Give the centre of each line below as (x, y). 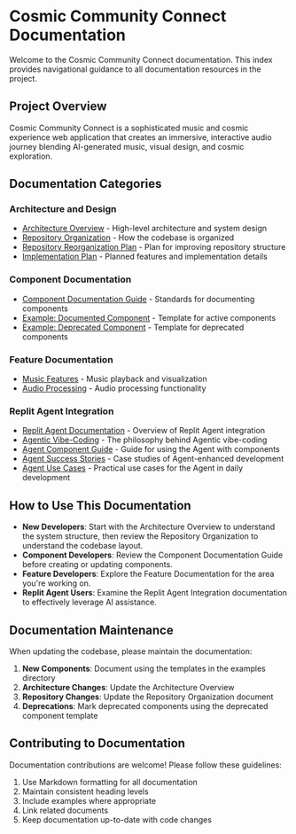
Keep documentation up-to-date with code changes (117, 819)
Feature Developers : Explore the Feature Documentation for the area (148, 574)
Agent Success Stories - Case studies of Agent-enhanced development (153, 459)
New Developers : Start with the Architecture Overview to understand (148, 527)
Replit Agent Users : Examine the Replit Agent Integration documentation (155, 593)
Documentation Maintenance (92, 630)
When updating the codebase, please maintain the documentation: (131, 651)
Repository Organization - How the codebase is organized (128, 238)
